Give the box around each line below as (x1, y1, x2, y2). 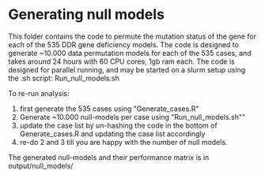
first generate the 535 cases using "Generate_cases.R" (19, 104, 199, 113)
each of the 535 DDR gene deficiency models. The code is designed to (8, 39, 240, 49)
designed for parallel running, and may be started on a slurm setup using (8, 65, 246, 74)
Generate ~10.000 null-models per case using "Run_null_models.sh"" (19, 112, 246, 121)
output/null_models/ (8, 161, 74, 170)
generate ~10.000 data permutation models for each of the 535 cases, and (8, 48, 252, 57)
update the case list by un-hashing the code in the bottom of (19, 121, 218, 130)
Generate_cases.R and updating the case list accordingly (19, 128, 206, 139)
